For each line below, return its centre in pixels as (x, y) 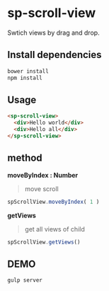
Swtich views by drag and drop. (54, 33)
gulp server (25, 280)
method (25, 158)
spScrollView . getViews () (44, 242)
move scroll (41, 188)
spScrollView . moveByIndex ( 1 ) (53, 202)
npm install (25, 78)
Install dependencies (54, 55)
